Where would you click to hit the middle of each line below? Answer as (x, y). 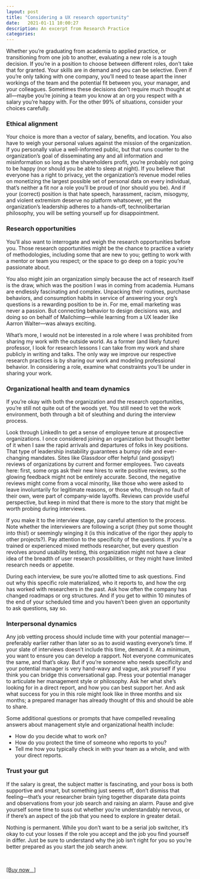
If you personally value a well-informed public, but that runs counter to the (98, 150)
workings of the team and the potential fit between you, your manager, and (98, 83)
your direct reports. (39, 756)
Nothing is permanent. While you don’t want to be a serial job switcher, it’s (97, 828)
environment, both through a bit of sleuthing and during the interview (91, 414)
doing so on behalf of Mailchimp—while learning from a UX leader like (92, 317)
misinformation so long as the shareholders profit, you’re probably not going (100, 162)
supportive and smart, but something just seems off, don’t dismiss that (93, 790)
